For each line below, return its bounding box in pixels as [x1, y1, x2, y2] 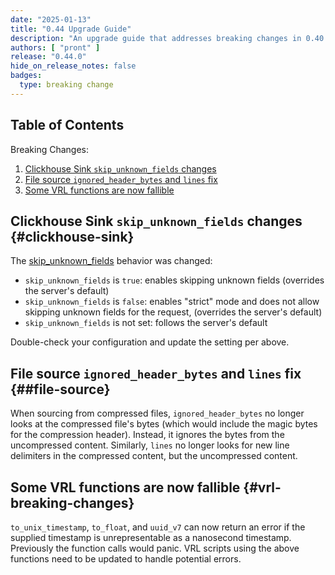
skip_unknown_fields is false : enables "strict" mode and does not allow [24, 296, 320, 308]
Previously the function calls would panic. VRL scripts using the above [10, 542, 300, 554]
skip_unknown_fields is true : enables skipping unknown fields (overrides [24, 274, 325, 286]
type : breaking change [19, 80, 114, 90]
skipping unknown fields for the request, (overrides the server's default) [24, 306, 323, 318]
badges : [10, 71, 43, 81]
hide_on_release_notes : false [10, 61, 137, 71]
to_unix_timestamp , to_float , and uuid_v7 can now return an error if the [10, 521, 306, 533]
